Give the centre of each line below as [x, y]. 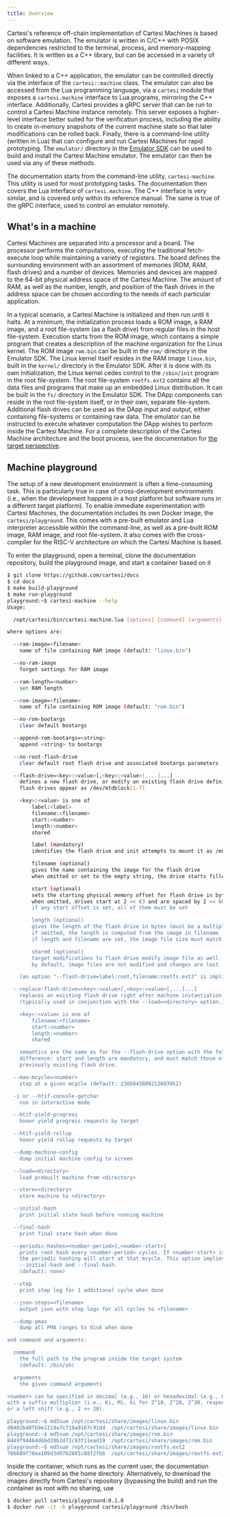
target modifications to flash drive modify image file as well [125, 958]
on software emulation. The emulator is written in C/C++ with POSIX [103, 40]
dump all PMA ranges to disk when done [76, 1328]
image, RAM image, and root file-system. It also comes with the [97, 535]
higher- [209, 112]
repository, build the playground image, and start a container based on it [109, 563]
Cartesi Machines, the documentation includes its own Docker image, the [110, 513]
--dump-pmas [30, 1321]
